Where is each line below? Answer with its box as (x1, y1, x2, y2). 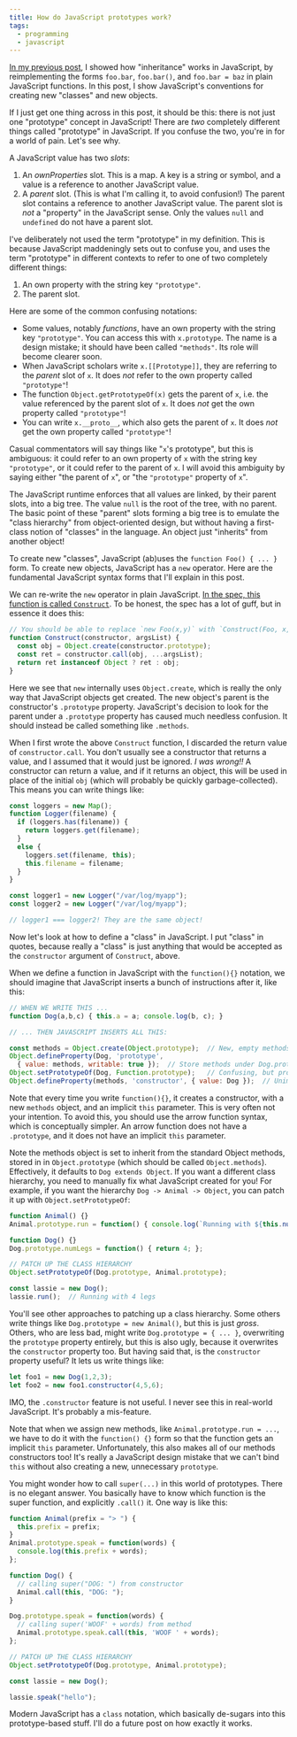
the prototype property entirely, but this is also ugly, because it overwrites (9, 1336, 278, 1347)
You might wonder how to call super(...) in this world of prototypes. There (9, 1478, 283, 1488)
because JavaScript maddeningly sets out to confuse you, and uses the (9, 243, 270, 254)
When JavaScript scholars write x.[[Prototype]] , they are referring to (21, 360, 278, 372)
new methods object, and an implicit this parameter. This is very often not (9, 1101, 276, 1112)
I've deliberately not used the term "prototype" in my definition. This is (9, 234, 265, 244)
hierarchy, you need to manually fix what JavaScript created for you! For (9, 1175, 272, 1186)
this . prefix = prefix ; (17, 1522, 101, 1532)
